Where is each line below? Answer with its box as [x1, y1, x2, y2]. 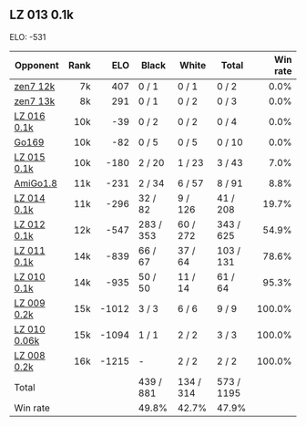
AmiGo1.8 [14, 177, 57, 190]
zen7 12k [14, 79, 56, 92]
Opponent [14, 58, 59, 71]
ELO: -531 [9, 31, 46, 42]
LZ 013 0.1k [9, 7, 75, 23]
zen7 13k [14, 95, 56, 108]
